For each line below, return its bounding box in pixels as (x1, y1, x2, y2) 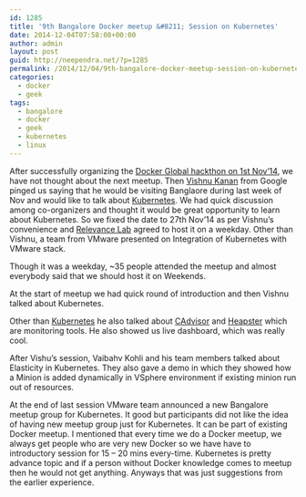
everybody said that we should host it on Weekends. (9, 270, 207, 281)
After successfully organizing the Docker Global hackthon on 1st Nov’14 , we (9, 165, 293, 176)
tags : (9, 98, 30, 108)
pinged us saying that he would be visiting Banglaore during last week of (9, 184, 282, 196)
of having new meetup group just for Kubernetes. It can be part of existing (9, 419, 289, 430)
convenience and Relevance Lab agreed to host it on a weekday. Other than (9, 223, 293, 234)
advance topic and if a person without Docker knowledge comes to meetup (9, 457, 292, 468)
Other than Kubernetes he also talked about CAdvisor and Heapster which (9, 316, 288, 326)
